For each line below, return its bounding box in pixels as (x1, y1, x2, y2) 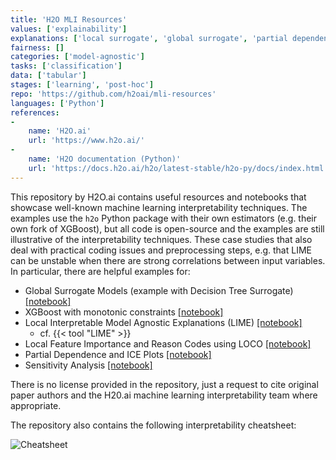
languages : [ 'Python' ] (10, 98, 105, 108)
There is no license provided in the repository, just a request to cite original (10, 378, 319, 390)
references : (10, 107, 60, 118)
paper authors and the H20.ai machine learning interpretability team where (10, 389, 318, 401)
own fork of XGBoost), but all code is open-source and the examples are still (10, 222, 325, 235)
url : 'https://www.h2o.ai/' (28, 136, 145, 146)
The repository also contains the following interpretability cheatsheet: (10, 419, 297, 431)
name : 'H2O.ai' (28, 126, 92, 136)
